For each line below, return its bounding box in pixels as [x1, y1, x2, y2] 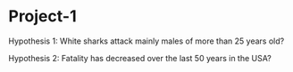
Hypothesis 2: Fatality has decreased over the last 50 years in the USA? [8, 52, 272, 63]
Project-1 [8, 6, 77, 27]
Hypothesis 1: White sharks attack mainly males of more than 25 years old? [8, 36, 285, 46]
